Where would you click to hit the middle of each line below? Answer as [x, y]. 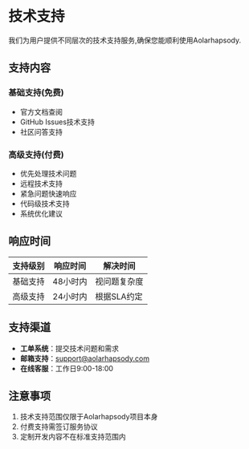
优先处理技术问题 [48, 173]
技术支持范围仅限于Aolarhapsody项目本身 [89, 417]
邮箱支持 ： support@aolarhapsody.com [85, 358]
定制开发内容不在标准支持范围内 [73, 437]
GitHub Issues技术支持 [57, 122]
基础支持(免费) [36, 93]
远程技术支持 [41, 183]
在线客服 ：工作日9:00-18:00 [67, 368]
